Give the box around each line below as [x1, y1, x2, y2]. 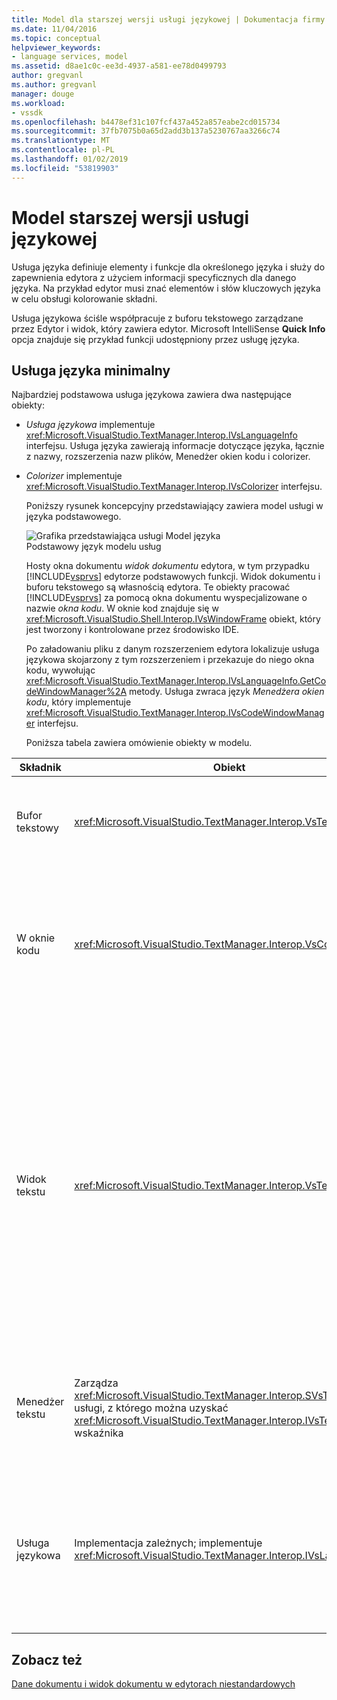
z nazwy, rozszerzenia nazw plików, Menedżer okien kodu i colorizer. [25, 451, 311, 463]
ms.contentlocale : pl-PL [11, 145, 115, 155]
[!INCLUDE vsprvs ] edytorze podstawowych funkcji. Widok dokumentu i [25, 571, 321, 583]
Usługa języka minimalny [11, 362, 171, 379]
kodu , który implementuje [25, 696, 132, 708]
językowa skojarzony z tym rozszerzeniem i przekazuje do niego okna [25, 654, 315, 666]
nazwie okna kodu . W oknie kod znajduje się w [25, 602, 219, 615]
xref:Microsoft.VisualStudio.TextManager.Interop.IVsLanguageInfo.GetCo [25, 675, 327, 687]
